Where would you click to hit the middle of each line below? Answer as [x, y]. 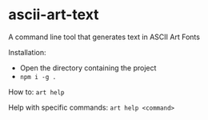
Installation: [27, 52]
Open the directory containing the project [88, 68]
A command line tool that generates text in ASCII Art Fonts [104, 37]
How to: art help [37, 92]
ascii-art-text [54, 15]
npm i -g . [38, 77]
